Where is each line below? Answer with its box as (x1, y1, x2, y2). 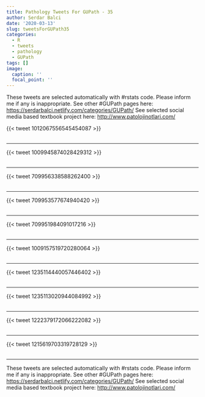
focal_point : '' (12, 77, 53, 83)
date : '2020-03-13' (6, 20, 56, 26)
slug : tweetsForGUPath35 (6, 26, 70, 32)
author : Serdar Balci (6, 15, 62, 21)
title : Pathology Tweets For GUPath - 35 (6, 9, 113, 15)
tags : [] (6, 60, 29, 66)
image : (6, 65, 23, 72)
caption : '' (12, 71, 43, 77)
